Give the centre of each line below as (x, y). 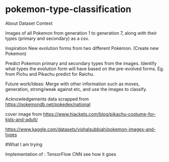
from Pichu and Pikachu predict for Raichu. (50, 74)
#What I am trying (24, 144)
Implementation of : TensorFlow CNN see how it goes (61, 154)
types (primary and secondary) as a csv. (47, 38)
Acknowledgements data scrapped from (47, 99)
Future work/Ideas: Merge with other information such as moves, (73, 84)
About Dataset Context (29, 23)
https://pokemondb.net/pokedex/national (48, 104)
